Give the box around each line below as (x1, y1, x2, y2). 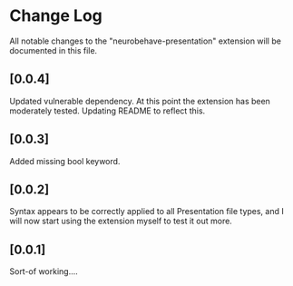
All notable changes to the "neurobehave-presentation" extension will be (9, 35, 281, 46)
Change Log (9, 5, 103, 26)
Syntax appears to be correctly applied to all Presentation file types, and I (9, 206, 284, 217)
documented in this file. (9, 44, 98, 55)
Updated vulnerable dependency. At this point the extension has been (9, 95, 270, 106)
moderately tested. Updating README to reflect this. (9, 105, 206, 116)
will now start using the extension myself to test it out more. (9, 215, 233, 227)
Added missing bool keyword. (9, 155, 121, 166)
